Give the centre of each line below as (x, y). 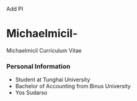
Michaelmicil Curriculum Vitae (44, 50)
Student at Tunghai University (53, 80)
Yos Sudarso (31, 93)
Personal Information (38, 66)
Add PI (15, 9)
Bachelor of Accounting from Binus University (73, 86)
